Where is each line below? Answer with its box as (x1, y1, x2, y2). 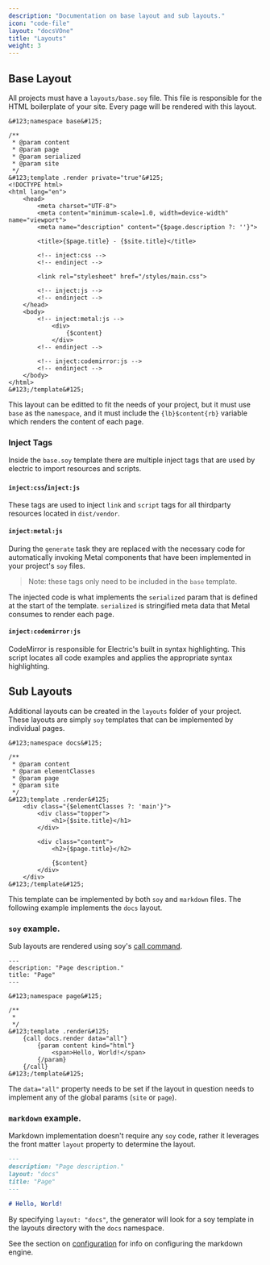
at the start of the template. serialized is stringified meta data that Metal (8, 600, 251, 610)
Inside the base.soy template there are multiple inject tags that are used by (8, 455, 255, 465)
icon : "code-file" (8, 19, 70, 27)
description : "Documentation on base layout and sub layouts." (8, 11, 226, 20)
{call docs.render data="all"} (23, 1034, 128, 1042)
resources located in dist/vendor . (8, 509, 121, 519)
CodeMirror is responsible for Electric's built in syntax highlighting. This (8, 644, 246, 653)
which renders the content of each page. (8, 416, 144, 426)
